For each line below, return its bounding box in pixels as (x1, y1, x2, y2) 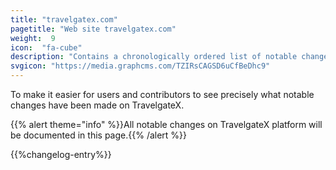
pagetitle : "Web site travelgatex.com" (10, 24, 177, 34)
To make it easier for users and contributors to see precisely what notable (10, 89, 315, 100)
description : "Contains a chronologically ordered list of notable (10, 52, 298, 62)
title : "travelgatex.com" (10, 14, 118, 25)
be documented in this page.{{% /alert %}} (10, 129, 188, 141)
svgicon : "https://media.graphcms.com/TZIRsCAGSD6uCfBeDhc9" (10, 61, 271, 71)
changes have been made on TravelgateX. (10, 99, 185, 111)
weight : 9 (10, 33, 56, 43)
